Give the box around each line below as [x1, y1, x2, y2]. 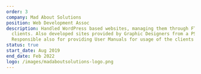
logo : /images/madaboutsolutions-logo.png [6, 58, 114, 64]
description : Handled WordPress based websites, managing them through [6, 25, 188, 32]
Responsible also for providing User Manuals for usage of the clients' [11, 36, 197, 42]
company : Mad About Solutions [6, 14, 82, 20]
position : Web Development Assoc [6, 20, 90, 26]
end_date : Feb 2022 [6, 53, 55, 59]
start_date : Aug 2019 [6, 48, 60, 54]
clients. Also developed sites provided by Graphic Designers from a [11, 31, 188, 37]
